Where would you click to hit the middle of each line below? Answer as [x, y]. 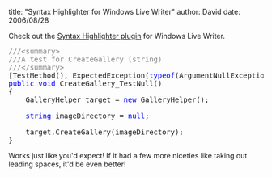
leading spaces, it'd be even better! [68, 164]
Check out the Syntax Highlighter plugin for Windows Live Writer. [117, 36]
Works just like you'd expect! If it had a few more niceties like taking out [128, 156]
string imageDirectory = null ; [87, 116]
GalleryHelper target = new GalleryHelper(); [117, 100]
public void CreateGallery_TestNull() [85, 84]
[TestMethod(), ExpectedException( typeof [92, 76]
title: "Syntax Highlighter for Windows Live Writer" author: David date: [124, 12]
